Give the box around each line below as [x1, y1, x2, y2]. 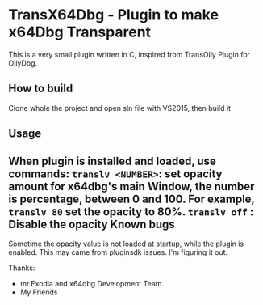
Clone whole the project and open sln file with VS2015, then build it [8, 103, 232, 112]
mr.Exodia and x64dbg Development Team [19, 278, 162, 288]
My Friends [19, 287, 58, 297]
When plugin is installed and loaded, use [8, 154, 216, 167]
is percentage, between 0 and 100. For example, [8, 192, 255, 205]
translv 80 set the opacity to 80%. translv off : [8, 205, 254, 218]
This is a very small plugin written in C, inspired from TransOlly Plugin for [8, 49, 250, 59]
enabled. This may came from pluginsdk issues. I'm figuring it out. [8, 247, 228, 256]
